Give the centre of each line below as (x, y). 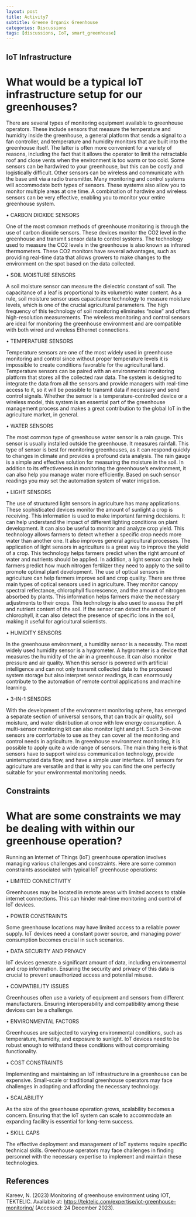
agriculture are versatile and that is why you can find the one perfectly (91, 766)
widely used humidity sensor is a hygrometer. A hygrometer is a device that (97, 650)
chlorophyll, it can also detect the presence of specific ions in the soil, (90, 615)
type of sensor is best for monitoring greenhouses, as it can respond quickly (98, 450)
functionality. (22, 1051)
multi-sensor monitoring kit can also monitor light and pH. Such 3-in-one (94, 729)
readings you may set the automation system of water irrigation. (83, 481)
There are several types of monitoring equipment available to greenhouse (94, 123)
